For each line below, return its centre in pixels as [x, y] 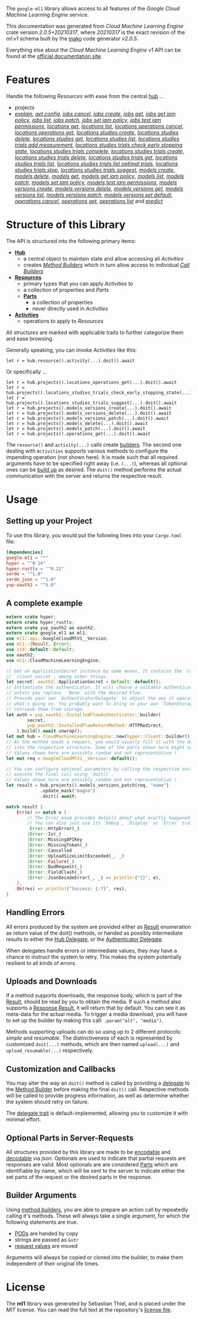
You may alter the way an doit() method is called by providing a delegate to [98, 1083]
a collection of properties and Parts [66, 289]
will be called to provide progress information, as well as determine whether [98, 1096]
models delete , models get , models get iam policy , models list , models [99, 176]
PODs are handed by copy [46, 1233]
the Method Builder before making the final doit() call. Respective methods [97, 1089]
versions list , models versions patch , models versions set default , [94, 195]
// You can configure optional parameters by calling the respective [93, 769]
